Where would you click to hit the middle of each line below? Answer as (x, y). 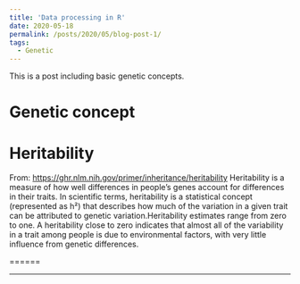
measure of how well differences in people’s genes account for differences (147, 188)
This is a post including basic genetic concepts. (97, 76)
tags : (19, 42)
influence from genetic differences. (74, 244)
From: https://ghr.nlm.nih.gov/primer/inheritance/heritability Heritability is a (147, 178)
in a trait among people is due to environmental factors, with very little (138, 235)
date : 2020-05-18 (42, 26)
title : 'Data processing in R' (67, 17)
